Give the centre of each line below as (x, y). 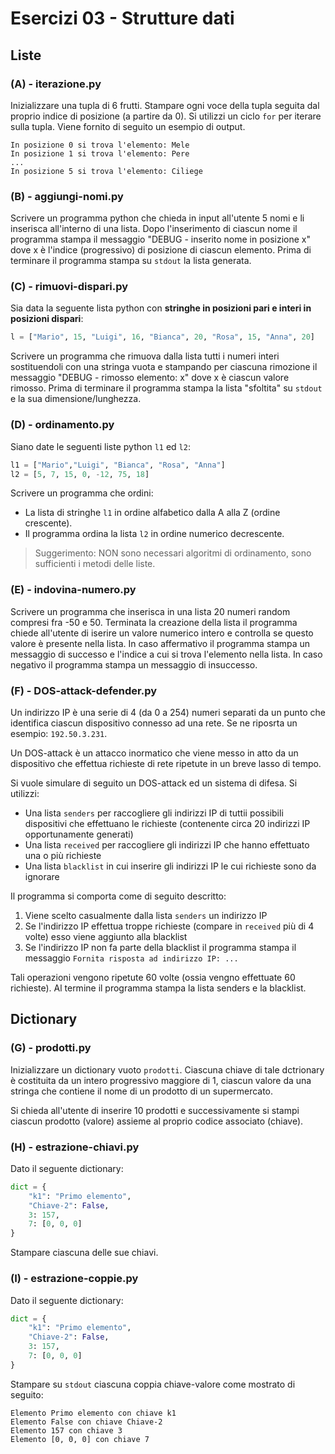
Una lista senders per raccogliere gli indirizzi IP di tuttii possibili (154, 813)
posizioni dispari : (47, 319)
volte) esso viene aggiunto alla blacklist (106, 936)
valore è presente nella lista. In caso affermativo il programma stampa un (160, 643)
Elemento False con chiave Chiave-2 (86, 1422)
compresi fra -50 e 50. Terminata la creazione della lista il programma (154, 622)
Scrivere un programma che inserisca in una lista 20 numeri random (150, 611)
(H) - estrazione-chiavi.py (75, 1147)
